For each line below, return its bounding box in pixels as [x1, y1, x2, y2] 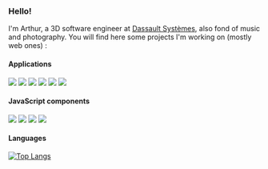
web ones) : [8, 41, 48, 50]
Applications [8, 58, 52, 69]
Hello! [8, 6, 32, 17]
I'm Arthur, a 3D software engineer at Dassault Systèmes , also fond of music [8, 24, 261, 34]
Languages [8, 134, 46, 143]
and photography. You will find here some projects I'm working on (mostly [8, 32, 252, 42]
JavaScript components [8, 96, 90, 106]
